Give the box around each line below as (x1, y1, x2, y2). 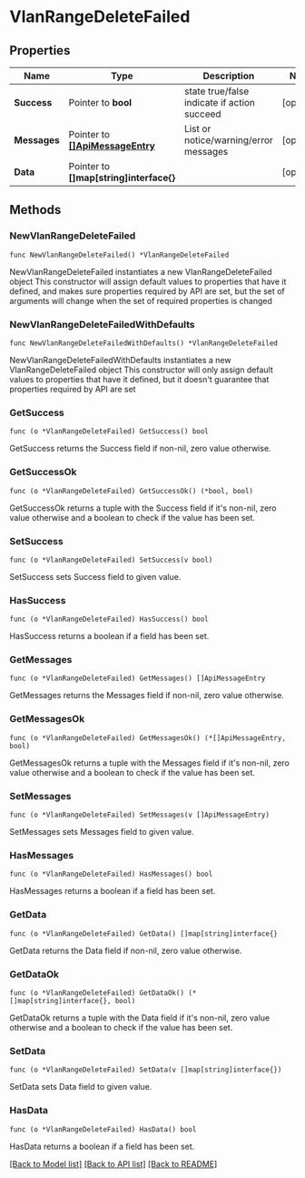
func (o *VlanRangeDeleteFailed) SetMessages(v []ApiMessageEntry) (9, 810, 271, 820)
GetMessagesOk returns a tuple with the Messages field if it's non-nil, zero (9, 757, 290, 768)
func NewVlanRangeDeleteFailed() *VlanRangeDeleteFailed (9, 250, 230, 259)
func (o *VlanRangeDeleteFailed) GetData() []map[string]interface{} (9, 929, 279, 939)
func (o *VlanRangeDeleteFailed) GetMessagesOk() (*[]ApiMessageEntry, (9, 733, 286, 743)
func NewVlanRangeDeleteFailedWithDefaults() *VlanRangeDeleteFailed (9, 339, 279, 348)
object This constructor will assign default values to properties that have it (9, 276, 287, 287)
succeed (184, 107, 221, 120)
